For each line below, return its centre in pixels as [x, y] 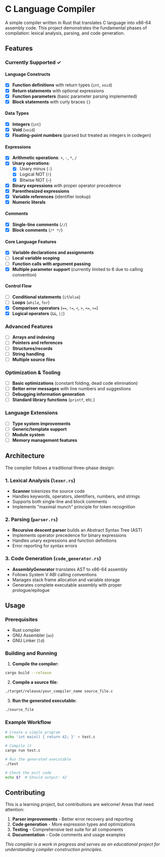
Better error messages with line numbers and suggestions [71, 389]
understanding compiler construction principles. [54, 850]
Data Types [17, 113]
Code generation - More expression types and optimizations [74, 824]
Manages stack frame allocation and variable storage [66, 580]
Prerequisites [21, 619]
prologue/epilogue [31, 590]
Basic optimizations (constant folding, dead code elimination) [75, 383]
